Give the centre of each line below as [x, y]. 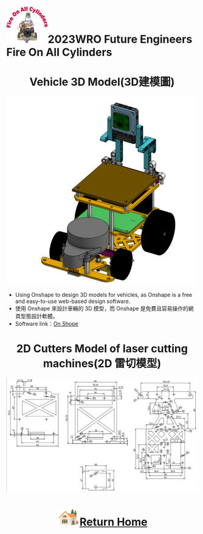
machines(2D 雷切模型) [102, 363]
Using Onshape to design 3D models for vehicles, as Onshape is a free [104, 294]
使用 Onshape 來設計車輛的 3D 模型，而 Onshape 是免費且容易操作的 [101, 308]
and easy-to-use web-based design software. [73, 301]
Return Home [113, 522]
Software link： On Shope [47, 324]
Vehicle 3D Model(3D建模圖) [102, 82]
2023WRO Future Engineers [120, 39]
